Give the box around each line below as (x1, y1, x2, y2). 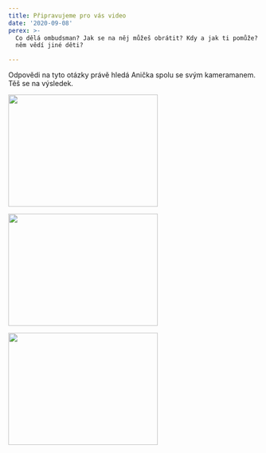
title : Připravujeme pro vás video (8, 11, 127, 20)
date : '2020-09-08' (8, 19, 73, 27)
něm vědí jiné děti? (15, 41, 84, 49)
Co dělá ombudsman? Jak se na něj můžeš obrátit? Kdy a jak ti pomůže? (15, 33, 259, 42)
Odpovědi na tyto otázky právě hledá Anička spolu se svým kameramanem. (8, 70, 256, 80)
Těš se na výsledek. (8, 79, 74, 89)
